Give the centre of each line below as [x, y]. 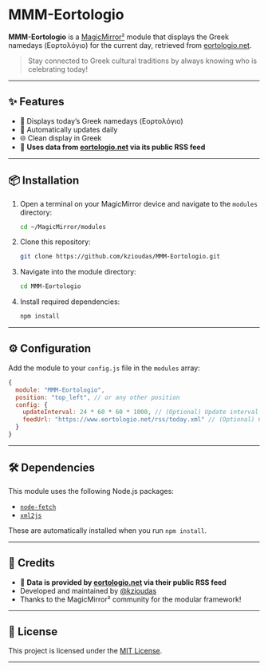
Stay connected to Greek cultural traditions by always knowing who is [142, 61]
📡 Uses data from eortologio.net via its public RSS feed [112, 147]
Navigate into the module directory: [78, 272]
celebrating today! [57, 69]
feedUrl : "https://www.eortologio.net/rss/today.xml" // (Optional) [139, 420]
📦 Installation [44, 181]
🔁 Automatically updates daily [69, 129]
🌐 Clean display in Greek [61, 138]
